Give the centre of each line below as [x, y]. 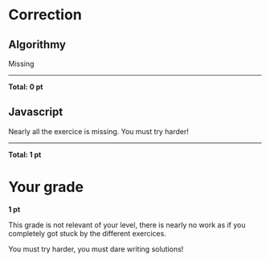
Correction [45, 15]
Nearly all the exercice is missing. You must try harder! [98, 131]
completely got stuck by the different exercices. [87, 233]
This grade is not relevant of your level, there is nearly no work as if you [127, 225]
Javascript [36, 112]
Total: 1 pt [25, 154]
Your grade [46, 187]
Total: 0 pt [26, 87]
